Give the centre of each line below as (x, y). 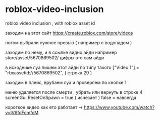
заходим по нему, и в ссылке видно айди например (61, 52)
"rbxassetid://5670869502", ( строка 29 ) (49, 73)
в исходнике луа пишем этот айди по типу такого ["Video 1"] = (72, 67)
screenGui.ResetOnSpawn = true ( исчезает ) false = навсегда (71, 97)
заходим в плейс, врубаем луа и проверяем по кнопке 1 (66, 82)
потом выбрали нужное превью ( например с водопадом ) (69, 42)
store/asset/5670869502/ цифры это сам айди (55, 57)
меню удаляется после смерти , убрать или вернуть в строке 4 (74, 92)
